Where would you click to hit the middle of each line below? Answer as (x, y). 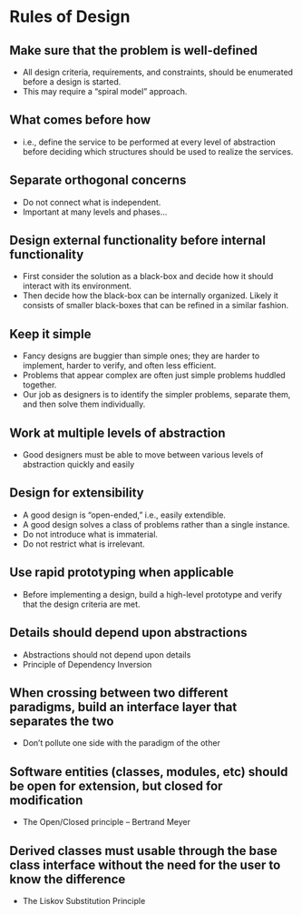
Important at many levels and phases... (95, 212)
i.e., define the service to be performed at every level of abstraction (149, 142)
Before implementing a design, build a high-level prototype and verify (152, 594)
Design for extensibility (77, 493)
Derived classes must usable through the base (144, 851)
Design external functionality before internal (137, 241)
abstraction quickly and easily (78, 465)
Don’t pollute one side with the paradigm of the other (121, 743)
